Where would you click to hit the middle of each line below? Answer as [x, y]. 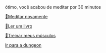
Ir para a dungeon [23, 45]
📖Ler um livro [19, 26]
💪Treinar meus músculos [30, 36]
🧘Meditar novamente [26, 16]
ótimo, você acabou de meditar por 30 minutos [53, 7]
